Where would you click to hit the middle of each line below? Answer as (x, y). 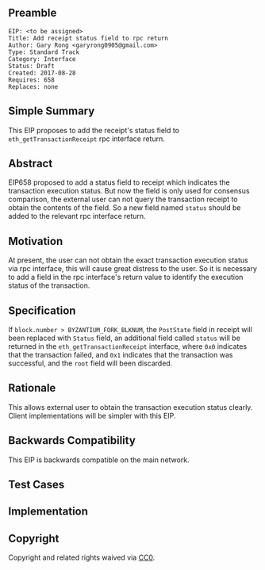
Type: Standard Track (44, 52)
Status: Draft (32, 66)
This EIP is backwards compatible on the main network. (99, 460)
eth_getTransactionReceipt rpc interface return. (86, 139)
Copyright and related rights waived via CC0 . (82, 557)
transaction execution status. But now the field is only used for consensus (129, 191)
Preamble (33, 13)
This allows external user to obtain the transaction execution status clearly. (131, 407)
